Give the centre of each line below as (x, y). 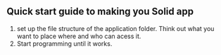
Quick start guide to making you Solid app (100, 12)
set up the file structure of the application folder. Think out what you (115, 28)
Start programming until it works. (64, 43)
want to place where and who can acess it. (79, 36)
